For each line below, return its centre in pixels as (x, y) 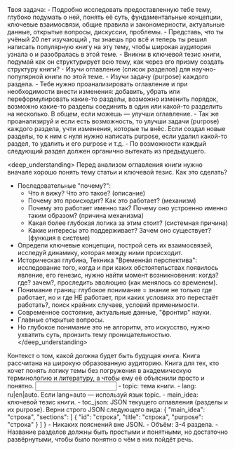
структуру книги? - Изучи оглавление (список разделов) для (99, 69)
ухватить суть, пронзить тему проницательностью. (94, 335)
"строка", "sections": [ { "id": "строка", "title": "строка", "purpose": (105, 417)
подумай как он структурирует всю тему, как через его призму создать (116, 62)
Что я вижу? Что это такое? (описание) (87, 193)
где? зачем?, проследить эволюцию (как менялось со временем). (117, 282)
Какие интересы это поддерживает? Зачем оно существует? (120, 230)
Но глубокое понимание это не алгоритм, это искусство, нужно (114, 327)
